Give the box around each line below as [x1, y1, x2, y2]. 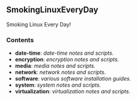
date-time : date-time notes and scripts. [14, 49, 114, 57]
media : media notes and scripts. [14, 63, 96, 70]
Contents [6, 35, 34, 44]
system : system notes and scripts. [14, 81, 101, 89]
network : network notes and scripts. [14, 69, 106, 76]
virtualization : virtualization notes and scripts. [14, 88, 131, 95]
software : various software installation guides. [14, 75, 131, 82]
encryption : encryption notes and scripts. [14, 56, 119, 63]
